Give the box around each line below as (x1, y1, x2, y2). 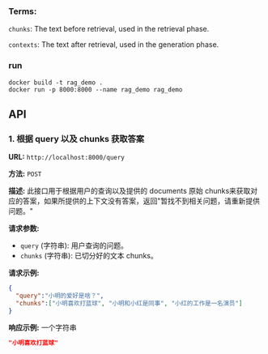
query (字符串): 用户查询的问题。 (19, 241, 128, 250)
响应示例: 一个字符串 (8, 322, 77, 332)
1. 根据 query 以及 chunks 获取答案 (8, 133, 145, 144)
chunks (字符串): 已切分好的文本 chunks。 (19, 251, 158, 261)
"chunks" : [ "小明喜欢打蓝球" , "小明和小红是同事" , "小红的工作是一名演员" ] (15, 300, 243, 308)
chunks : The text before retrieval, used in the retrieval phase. (8, 24, 210, 34)
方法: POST (8, 168, 42, 179)
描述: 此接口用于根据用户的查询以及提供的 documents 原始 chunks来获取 (8, 186, 251, 196)
